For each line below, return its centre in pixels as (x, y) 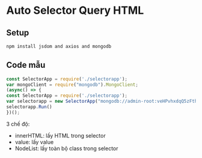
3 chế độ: (18, 124)
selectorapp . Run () (29, 107)
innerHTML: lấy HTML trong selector (60, 135)
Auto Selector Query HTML (75, 11)
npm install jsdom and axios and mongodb (59, 46)
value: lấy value (34, 142)
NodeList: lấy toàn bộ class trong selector (66, 148)
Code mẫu (26, 65)
